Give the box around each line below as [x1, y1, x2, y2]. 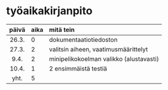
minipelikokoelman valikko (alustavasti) [48, 54, 160, 63]
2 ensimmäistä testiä [48, 64, 108, 72]
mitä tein [48, 25, 75, 34]
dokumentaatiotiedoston [48, 36, 118, 44]
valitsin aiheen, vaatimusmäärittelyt [48, 45, 148, 53]
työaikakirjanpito [6, 4, 93, 18]
